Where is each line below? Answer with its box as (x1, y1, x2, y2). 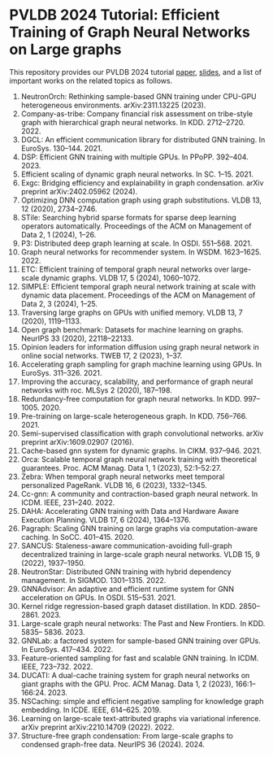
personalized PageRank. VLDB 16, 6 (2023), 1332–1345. (20, 480, 207, 489)
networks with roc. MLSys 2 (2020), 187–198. (20, 385, 173, 395)
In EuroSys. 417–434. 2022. (20, 644, 114, 654)
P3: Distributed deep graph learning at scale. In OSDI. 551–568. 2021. (20, 238, 253, 248)
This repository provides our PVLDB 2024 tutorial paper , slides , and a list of (9, 67, 262, 76)
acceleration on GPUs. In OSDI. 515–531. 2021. (20, 592, 176, 603)
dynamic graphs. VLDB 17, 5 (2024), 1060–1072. (41, 272, 201, 282)
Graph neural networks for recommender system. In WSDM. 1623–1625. (20, 246, 262, 257)
